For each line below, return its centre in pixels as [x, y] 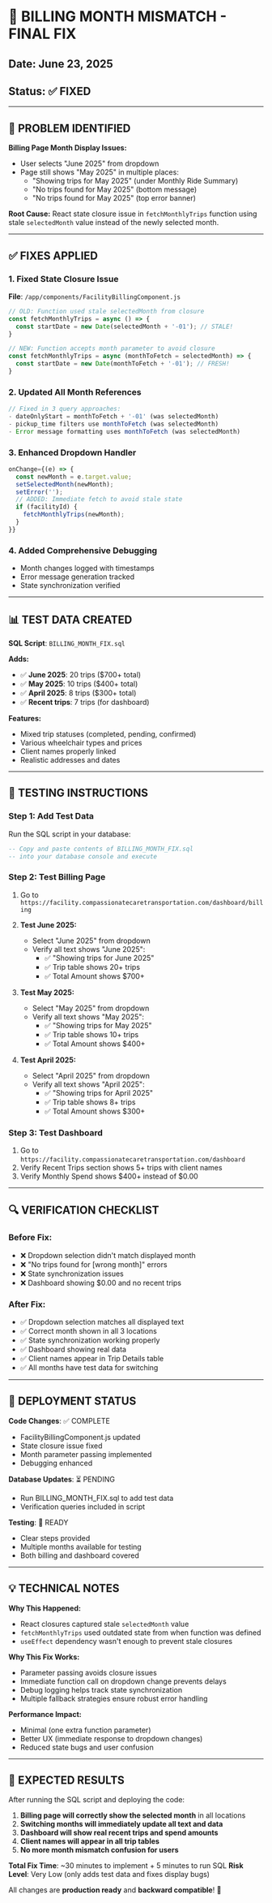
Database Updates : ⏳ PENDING [62, 1479]
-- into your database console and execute [83, 856]
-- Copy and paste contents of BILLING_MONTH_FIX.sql [101, 849]
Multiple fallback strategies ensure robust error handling [114, 1698]
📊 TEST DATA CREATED [70, 619]
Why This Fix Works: [44, 1657]
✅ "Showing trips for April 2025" [99, 1092]
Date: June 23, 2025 [61, 64]
